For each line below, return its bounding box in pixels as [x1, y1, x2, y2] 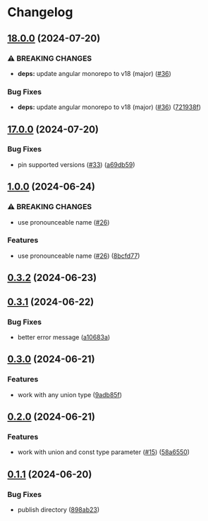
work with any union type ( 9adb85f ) [17, 390, 122, 398]
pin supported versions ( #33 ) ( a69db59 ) [17, 160, 135, 169]
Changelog [7, 4, 73, 20]
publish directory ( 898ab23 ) [17, 505, 100, 514]
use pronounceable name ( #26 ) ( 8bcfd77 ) [17, 251, 140, 260]
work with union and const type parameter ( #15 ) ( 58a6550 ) [17, 448, 190, 456]
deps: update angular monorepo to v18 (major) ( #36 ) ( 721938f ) [17, 103, 202, 111]
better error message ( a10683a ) [17, 332, 111, 341]
